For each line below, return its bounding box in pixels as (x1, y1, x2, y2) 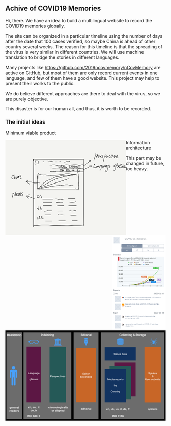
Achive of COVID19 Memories (5, 4, 101, 13)
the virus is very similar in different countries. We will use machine (5, 49, 144, 55)
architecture (125, 145, 152, 151)
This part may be (125, 155, 161, 161)
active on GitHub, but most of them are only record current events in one (5, 70, 158, 76)
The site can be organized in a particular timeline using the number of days (5, 33, 163, 39)
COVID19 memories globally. (5, 23, 65, 29)
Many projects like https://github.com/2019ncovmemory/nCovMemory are (5, 64, 161, 70)
